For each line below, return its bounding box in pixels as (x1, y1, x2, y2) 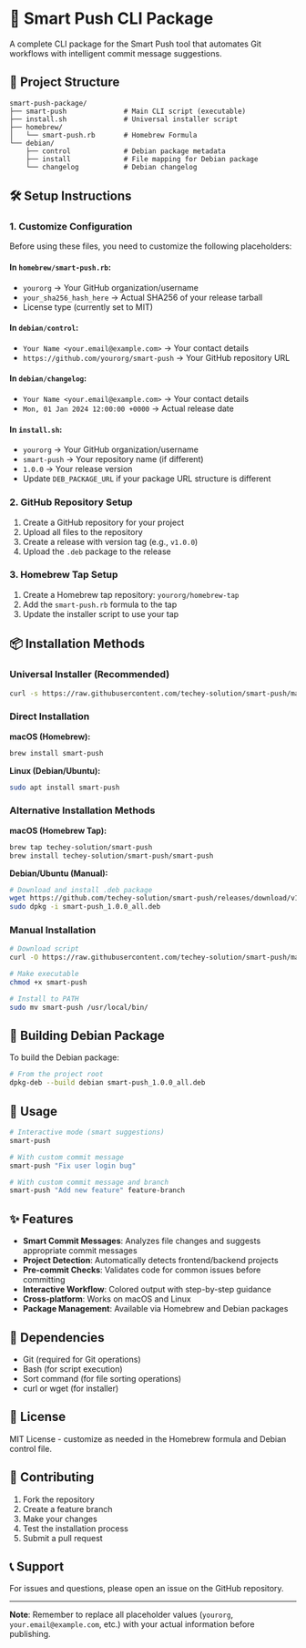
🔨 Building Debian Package (9, 1028, 166, 1044)
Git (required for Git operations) (22, 1354, 141, 1365)
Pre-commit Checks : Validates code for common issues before (22, 1264, 261, 1275)
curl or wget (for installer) (22, 1383, 119, 1394)
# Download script (9, 944, 79, 953)
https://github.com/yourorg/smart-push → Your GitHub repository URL (22, 352, 291, 363)
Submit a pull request (22, 1532, 103, 1543)
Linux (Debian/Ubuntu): (9, 765, 101, 776)
